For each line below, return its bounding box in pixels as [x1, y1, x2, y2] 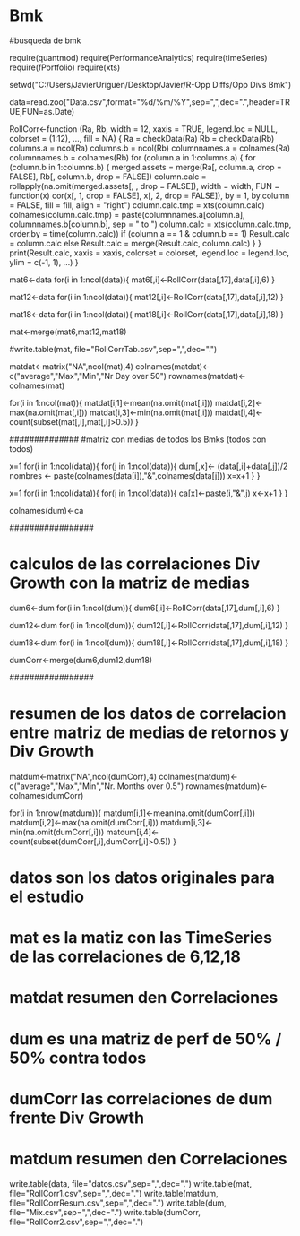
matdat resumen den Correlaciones [9, 988, 279, 1008]
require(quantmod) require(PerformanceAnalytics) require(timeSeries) [9, 52, 268, 63]
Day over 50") [115, 370, 167, 381]
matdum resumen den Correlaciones [9, 1148, 288, 1169]
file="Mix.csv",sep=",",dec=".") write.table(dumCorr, [9, 1206, 201, 1217]
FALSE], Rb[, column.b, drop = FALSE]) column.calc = [9, 171, 207, 182]
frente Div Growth [9, 1108, 145, 1128]
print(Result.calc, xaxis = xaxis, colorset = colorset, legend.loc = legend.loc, [9, 247, 289, 258]
